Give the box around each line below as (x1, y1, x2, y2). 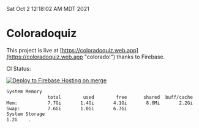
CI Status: (6, 65, 31, 72)
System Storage (6, 111, 45, 118)
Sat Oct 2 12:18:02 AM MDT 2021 (6, 5, 90, 12)
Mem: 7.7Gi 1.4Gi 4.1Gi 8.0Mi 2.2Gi (6, 100, 193, 106)
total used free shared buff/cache (47, 94, 193, 100)
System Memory (6, 88, 43, 94)
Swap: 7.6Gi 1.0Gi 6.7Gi (6, 105, 127, 112)
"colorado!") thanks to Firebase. (84, 53, 165, 60)
